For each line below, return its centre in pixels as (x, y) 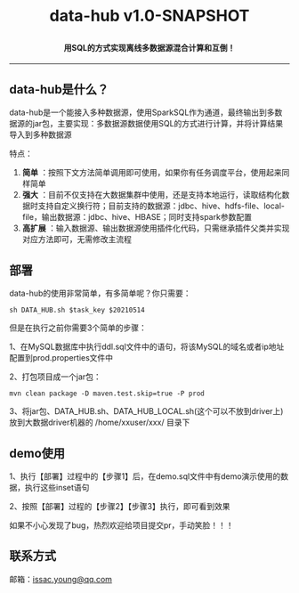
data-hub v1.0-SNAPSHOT (149, 16)
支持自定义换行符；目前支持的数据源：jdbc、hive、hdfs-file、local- (162, 206)
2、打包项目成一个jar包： (56, 377)
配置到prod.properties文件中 (61, 358)
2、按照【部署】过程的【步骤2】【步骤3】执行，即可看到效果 (120, 507)
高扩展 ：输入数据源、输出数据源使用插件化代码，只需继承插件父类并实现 (156, 228)
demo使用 (37, 453)
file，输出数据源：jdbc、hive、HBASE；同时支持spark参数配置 (137, 217)
